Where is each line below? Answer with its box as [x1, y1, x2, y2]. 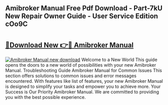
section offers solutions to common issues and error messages [5, 73, 137, 79]
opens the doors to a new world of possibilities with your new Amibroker [5, 62, 156, 68]
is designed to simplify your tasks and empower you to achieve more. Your [5, 83, 161, 89]
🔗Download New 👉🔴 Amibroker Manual [5, 40, 134, 49]
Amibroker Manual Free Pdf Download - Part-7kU [5, 4, 163, 13]
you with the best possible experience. [5, 94, 86, 100]
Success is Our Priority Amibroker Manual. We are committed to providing [5, 89, 159, 95]
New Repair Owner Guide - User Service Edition [5, 12, 158, 21]
